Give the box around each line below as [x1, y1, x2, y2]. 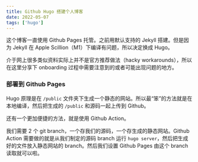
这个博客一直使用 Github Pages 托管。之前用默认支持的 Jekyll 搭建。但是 [6, 37, 184, 44]
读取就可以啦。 [6, 149, 43, 157]
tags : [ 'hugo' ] [6, 20, 44, 25]
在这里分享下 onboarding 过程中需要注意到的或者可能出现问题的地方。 [6, 64, 178, 71]
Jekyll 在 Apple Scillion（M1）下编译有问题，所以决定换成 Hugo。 [12, 44, 173, 51]
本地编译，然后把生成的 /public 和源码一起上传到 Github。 [6, 102, 149, 109]
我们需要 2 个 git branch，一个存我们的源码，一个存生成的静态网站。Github [6, 127, 190, 134]
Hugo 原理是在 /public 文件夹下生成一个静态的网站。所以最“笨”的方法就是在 [6, 95, 193, 102]
